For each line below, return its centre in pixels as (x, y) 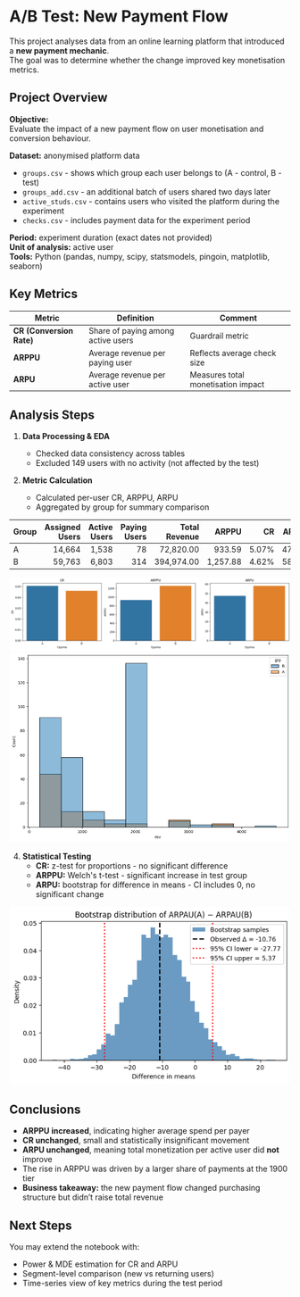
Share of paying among (132, 331)
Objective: (29, 119)
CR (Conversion (43, 331)
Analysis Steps (52, 415)
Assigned (62, 527)
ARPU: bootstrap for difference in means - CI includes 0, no (146, 885)
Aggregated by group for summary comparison (122, 507)
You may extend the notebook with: (75, 1247)
